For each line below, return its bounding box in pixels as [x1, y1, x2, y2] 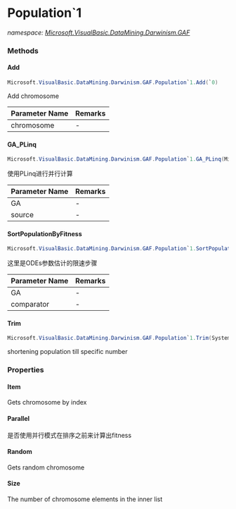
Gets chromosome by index [7, 398, 87, 407]
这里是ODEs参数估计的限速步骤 [7, 259, 98, 267]
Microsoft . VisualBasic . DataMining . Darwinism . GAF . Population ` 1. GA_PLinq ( [7, 156, 225, 163]
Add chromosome [7, 92, 60, 100]
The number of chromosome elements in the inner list [7, 495, 163, 503]
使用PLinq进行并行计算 [7, 169, 74, 178]
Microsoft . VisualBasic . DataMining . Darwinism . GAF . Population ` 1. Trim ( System [7, 335, 231, 342]
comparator [11, 300, 50, 309]
